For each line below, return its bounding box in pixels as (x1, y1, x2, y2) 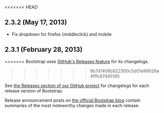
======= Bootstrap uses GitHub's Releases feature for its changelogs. (4, 58, 149, 64)
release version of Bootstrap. (4, 88, 63, 93)
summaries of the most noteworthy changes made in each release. (4, 102, 140, 108)
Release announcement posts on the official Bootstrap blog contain (4, 97, 141, 103)
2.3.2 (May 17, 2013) (4, 18, 67, 26)
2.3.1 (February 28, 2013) (4, 45, 83, 54)
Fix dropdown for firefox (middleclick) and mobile (11, 31, 112, 37)
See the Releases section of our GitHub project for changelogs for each (4, 83, 149, 89)
